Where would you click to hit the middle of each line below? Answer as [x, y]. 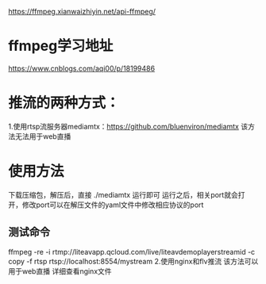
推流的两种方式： [64, 103]
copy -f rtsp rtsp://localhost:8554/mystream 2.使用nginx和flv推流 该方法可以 [133, 261]
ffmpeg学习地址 [61, 46]
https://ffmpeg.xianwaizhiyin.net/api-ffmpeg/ [82, 12]
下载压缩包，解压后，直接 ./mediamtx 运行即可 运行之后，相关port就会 [123, 194]
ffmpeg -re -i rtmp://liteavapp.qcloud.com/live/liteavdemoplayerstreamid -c [132, 251]
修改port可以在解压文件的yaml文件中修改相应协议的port [113, 205]
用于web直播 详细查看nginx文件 [60, 271]
